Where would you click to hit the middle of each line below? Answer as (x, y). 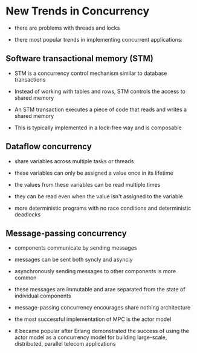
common (25, 278)
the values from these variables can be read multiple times (87, 184)
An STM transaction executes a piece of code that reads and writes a (101, 109)
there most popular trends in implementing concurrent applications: (98, 39)
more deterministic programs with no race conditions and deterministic (103, 208)
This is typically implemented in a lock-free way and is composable (98, 128)
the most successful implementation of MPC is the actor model (93, 319)
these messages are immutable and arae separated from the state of (100, 290)
